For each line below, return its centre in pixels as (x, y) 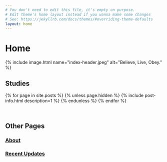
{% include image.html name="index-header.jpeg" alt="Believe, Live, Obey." (84, 62)
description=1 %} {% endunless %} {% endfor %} (75, 101)
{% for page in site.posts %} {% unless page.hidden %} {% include (74, 95)
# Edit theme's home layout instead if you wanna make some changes (78, 14)
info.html (14, 101)
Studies (17, 83)
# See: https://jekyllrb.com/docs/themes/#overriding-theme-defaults (79, 19)
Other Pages (25, 126)
